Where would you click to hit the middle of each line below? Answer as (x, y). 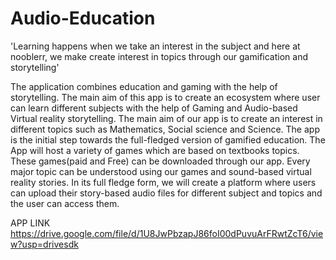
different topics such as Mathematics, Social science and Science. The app (165, 129)
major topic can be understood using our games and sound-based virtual (161, 171)
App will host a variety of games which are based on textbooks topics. (155, 150)
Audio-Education (83, 18)
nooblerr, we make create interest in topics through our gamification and (159, 56)
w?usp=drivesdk (44, 244)
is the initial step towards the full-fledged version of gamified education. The (168, 139)
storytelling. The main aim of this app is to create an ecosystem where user (165, 97)
